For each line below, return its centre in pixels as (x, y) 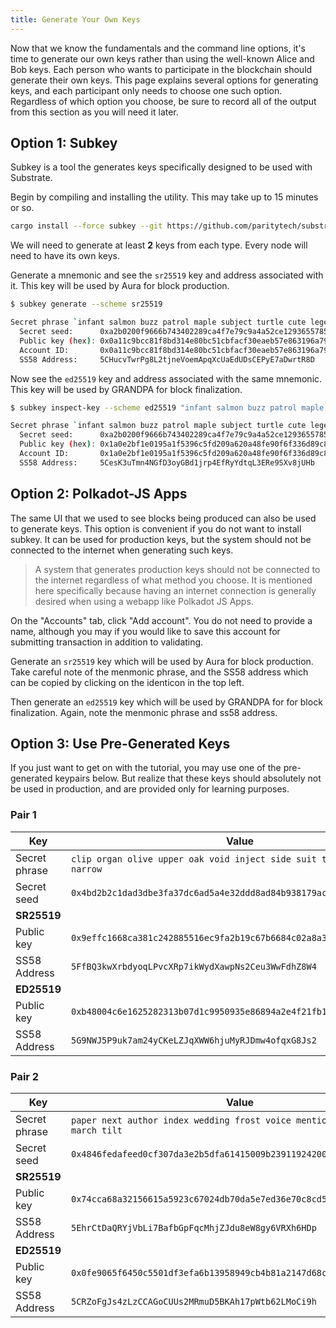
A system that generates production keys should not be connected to (177, 569)
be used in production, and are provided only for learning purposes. (150, 789)
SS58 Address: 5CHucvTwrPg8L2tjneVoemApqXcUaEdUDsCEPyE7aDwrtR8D (167, 359)
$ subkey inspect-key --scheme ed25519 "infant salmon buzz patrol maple (167, 407)
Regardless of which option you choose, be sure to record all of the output (163, 101)
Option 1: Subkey (64, 143)
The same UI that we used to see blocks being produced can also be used (163, 518)
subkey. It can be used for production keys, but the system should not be (161, 539)
